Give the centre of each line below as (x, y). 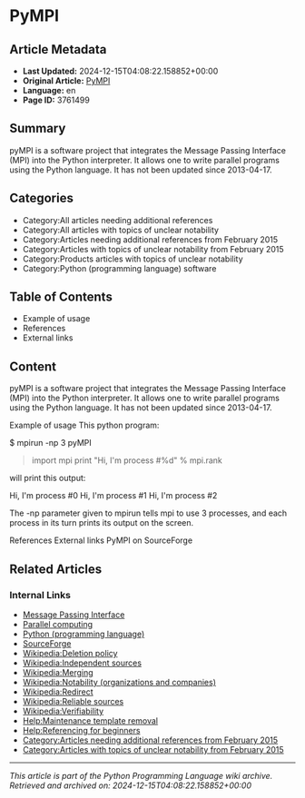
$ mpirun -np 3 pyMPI (51, 443)
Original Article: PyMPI (66, 81)
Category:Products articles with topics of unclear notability (133, 259)
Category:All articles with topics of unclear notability (121, 230)
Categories (42, 198)
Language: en (49, 90)
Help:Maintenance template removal (90, 720)
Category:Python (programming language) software (119, 268)
